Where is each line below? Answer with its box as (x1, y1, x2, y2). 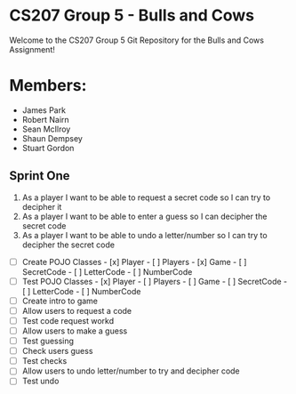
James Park (21, 104, 67, 116)
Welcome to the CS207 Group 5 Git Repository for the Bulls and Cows (9, 35, 265, 45)
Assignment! (9, 44, 55, 54)
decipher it (21, 201, 62, 212)
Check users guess (21, 346, 93, 357)
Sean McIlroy (21, 124, 71, 134)
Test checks (21, 356, 68, 366)
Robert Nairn (21, 114, 69, 125)
